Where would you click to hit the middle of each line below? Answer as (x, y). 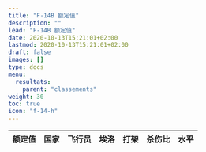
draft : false (30, 52)
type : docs (26, 67)
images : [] (26, 60)
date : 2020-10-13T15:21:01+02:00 (63, 38)
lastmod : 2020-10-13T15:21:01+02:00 (68, 45)
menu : (17, 74)
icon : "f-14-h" (33, 112)
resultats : (33, 82)
